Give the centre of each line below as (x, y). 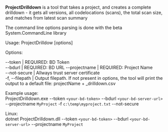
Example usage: (22, 93)
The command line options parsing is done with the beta (64, 28)
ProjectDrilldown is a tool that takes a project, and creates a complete (78, 7)
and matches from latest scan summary (46, 18)
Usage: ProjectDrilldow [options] (39, 43)
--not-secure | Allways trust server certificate (52, 73)
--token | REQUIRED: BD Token (37, 62)
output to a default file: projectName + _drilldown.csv (61, 83)
